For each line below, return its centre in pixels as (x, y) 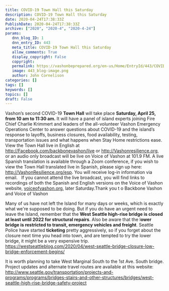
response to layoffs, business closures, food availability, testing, (71, 135)
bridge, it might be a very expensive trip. (47, 241)
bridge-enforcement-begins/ (35, 252)
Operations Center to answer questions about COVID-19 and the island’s (80, 130)
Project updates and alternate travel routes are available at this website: (79, 267)
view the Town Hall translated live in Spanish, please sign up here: (74, 167)
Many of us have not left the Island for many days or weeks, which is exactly (84, 203)
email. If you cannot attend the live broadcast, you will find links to (75, 178)
